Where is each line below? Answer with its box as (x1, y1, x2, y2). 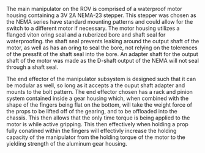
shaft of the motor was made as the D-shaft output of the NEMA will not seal (6, 57, 199, 64)
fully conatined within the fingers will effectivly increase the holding (6, 127, 177, 134)
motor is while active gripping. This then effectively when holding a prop (6, 121, 188, 127)
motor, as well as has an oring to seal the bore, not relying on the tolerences (6, 44, 198, 51)
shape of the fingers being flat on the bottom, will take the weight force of (6, 101, 193, 109)
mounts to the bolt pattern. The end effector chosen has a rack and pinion (6, 88, 193, 95)
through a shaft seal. (6, 63, 58, 71)
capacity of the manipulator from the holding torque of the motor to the (6, 133, 185, 141)
